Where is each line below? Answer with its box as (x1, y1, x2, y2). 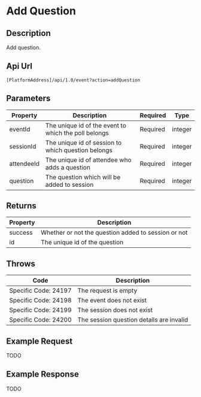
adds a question (45, 163, 91, 171)
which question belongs (45, 146, 112, 154)
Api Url (6, 61, 33, 71)
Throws (6, 259, 36, 269)
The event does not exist (77, 296, 147, 305)
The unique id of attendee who (45, 156, 132, 164)
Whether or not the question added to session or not (41, 229, 188, 237)
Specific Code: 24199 (9, 306, 72, 314)
